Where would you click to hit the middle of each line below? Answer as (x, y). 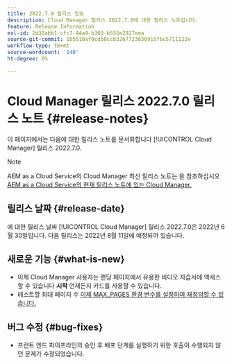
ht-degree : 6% (28, 59)
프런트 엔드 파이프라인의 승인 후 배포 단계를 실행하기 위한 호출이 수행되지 (115, 345)
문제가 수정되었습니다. (55, 354)
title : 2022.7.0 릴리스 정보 (46, 14)
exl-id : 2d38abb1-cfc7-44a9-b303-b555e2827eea (76, 33)
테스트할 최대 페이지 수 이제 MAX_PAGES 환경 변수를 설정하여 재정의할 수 (117, 295)
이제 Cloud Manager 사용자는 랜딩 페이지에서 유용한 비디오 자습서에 (110, 277)
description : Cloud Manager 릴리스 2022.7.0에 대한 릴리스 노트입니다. (103, 20)
